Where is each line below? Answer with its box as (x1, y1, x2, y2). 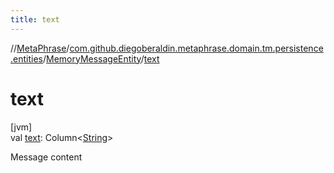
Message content (10, 151, 83, 163)
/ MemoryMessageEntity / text (42, 52, 160, 65)
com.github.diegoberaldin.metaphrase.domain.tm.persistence (69, 42, 324, 54)
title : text (10, 14, 60, 25)
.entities (10, 52, 43, 65)
